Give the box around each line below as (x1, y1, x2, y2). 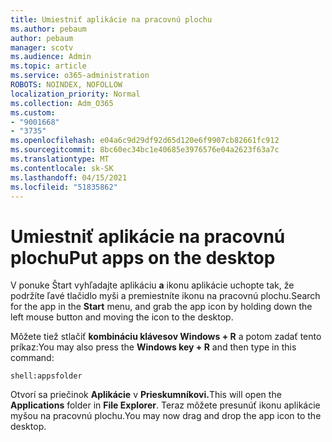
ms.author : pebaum (10, 24, 87, 34)
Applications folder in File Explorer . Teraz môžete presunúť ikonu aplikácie (10, 399, 321, 411)
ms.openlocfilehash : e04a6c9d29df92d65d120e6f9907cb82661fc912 (10, 136, 280, 146)
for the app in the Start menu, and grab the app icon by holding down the (10, 301, 313, 313)
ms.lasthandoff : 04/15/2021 (10, 172, 128, 183)
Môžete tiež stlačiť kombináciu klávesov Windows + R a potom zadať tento (10, 331, 322, 343)
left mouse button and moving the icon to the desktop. (10, 311, 234, 323)
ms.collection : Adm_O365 (10, 98, 114, 108)
